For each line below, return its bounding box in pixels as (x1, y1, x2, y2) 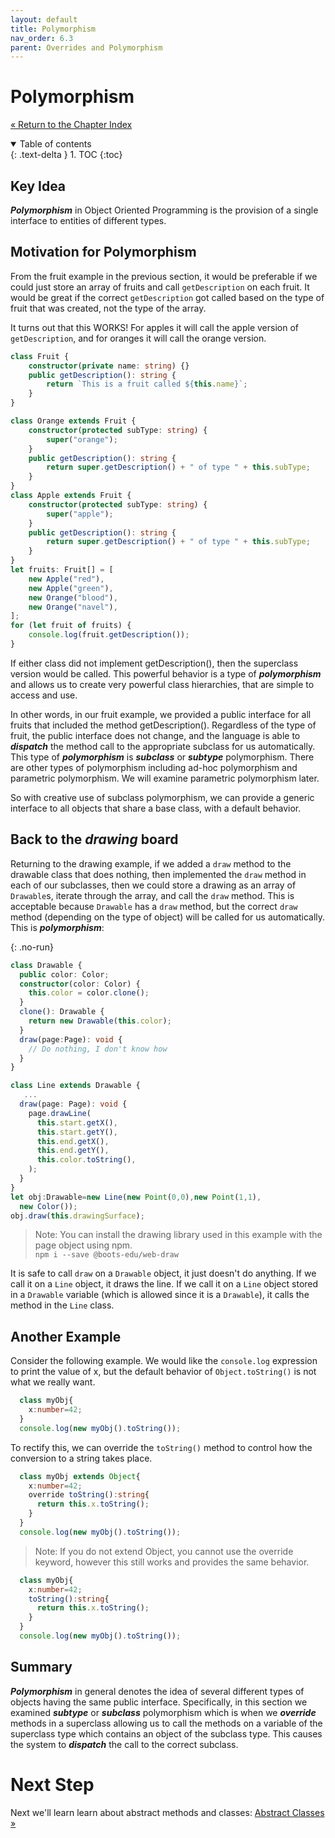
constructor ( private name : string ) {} (28, 361, 190, 371)
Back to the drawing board (10, 831, 179, 848)
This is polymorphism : (10, 921, 105, 933)
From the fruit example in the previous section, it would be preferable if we (10, 270, 318, 282)
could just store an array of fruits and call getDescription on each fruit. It (10, 281, 310, 293)
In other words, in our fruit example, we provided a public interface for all (10, 708, 312, 720)
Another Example (10, 1328, 122, 1345)
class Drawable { (10, 960, 83, 970)
